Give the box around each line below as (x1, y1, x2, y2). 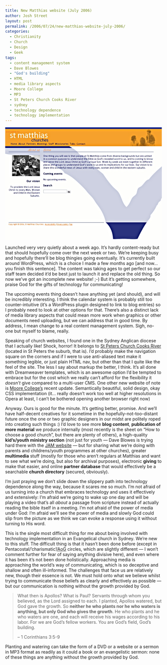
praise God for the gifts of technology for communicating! (5, 281, 123, 288)
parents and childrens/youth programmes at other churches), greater (5, 448, 147, 454)
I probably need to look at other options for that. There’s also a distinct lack (5, 307, 159, 313)
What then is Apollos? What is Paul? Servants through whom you (17, 593, 150, 599)
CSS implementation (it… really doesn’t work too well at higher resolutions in (5, 391, 162, 397)
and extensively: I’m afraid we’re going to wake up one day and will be (5, 495, 149, 500)
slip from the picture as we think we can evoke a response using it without (5, 515, 157, 521)
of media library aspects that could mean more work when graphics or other (5, 312, 162, 318)
